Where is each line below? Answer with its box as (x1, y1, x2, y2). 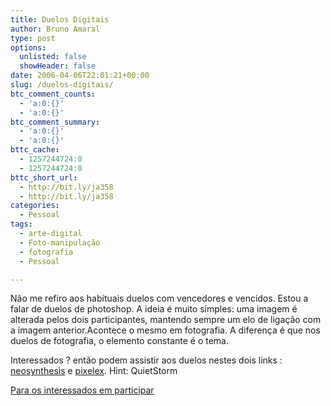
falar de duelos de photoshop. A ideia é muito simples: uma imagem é (10, 303, 298, 315)
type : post (10, 33, 56, 43)
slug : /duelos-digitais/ (10, 80, 114, 90)
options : (10, 42, 47, 53)
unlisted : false (19, 52, 87, 62)
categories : (10, 201, 60, 211)
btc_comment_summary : (10, 117, 101, 127)
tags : (10, 219, 33, 230)
